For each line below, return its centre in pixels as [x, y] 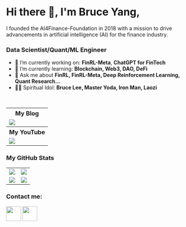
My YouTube [27, 132]
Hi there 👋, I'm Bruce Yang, [73, 12]
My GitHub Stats [30, 158]
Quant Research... [37, 81]
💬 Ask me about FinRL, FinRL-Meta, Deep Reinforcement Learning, [97, 75]
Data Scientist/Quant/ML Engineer [56, 49]
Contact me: [24, 196]
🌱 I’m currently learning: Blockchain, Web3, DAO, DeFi [81, 69]
